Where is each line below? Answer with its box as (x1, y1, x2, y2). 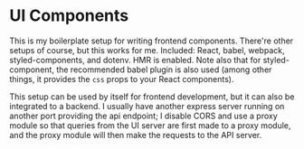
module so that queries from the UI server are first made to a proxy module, (9, 119, 291, 131)
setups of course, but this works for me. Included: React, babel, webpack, (9, 44, 285, 55)
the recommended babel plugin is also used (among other (55, 64, 272, 75)
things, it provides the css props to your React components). (9, 73, 234, 84)
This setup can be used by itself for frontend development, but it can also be (9, 91, 295, 102)
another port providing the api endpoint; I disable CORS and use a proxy (9, 110, 278, 121)
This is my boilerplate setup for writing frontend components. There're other (9, 35, 294, 46)
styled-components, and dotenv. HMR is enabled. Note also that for (9, 54, 261, 65)
